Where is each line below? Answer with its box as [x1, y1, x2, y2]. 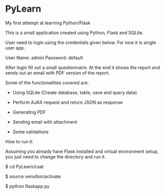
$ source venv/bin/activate [5, 173, 61, 179]
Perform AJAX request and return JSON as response [12, 99, 123, 105]
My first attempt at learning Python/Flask [5, 20, 91, 26]
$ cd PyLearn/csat [5, 163, 44, 170]
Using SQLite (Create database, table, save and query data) [12, 89, 137, 95]
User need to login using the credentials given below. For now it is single [5, 39, 156, 46]
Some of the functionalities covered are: [5, 80, 89, 86]
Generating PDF [12, 109, 47, 115]
